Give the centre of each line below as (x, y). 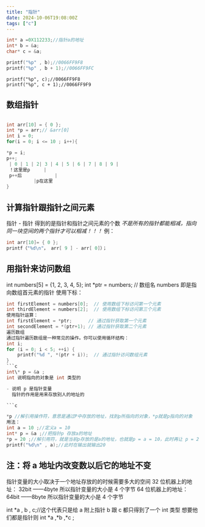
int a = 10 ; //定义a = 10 (38, 428)
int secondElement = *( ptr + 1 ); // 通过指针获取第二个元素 (77, 327)
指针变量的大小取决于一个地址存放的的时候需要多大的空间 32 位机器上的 (97, 481)
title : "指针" (23, 12)
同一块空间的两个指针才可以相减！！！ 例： (60, 231)
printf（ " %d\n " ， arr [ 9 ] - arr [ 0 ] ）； (57, 248)
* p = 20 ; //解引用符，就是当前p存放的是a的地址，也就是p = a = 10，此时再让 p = (100, 439)
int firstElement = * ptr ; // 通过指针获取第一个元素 (77, 321)
